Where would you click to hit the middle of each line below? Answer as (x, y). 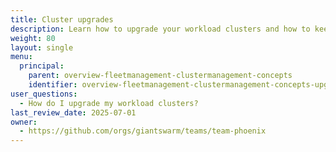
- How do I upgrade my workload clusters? (109, 103)
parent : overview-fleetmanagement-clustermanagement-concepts (160, 76)
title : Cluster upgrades (62, 19)
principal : (42, 66)
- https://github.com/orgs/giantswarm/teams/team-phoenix (143, 131)
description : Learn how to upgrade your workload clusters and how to (160, 29)
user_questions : (44, 94)
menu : (21, 57)
